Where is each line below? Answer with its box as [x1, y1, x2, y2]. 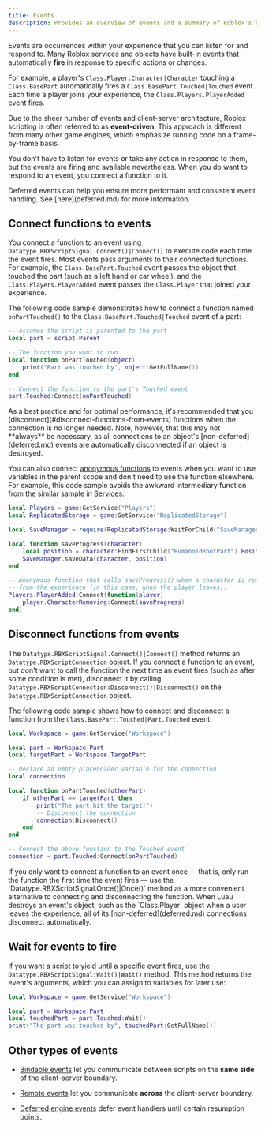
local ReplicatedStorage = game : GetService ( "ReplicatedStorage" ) [8, 512, 227, 519]
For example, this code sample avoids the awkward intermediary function [8, 481, 247, 490]
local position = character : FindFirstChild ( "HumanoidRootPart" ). [22, 547, 242, 555]
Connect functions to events [8, 216, 151, 230]
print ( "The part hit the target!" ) [36, 801, 154, 809]
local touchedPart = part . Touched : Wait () [8, 1015, 147, 1022]
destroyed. [8, 448, 43, 458]
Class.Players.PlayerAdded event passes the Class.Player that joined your [8, 279, 251, 289]
